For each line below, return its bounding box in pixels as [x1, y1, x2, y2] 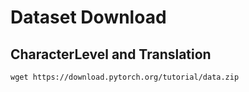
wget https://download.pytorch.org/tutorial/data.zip [10, 72, 240, 82]
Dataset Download [10, 6, 167, 29]
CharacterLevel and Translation [10, 46, 212, 63]
